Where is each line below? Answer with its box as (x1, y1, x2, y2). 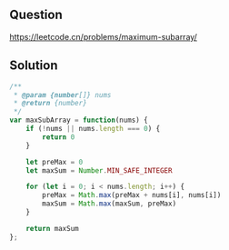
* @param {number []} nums (13, 90, 112, 99)
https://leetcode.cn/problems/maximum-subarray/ (9, 31, 198, 42)
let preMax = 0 (25, 157, 84, 166)
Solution (9, 58, 58, 74)
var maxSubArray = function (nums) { (9, 115, 148, 125)
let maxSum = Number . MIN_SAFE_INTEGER (25, 165, 173, 175)
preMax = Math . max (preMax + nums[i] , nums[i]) (42, 191, 222, 200)
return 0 (42, 132, 75, 142)
